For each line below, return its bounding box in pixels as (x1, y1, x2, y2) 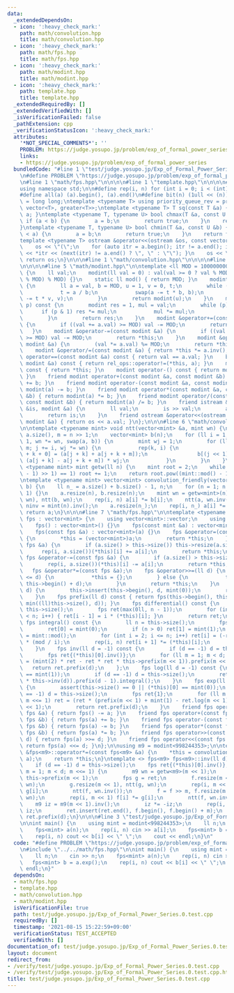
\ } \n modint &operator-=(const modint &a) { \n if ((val (19, 328, 226, 334)
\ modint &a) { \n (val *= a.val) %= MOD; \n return (19, 341, 214, 348)
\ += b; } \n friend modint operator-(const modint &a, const (19, 379, 210, 387)
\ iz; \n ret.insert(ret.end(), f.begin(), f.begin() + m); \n (19, 807, 223, 814)
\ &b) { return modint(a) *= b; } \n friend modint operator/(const (19, 392, 229, 399)
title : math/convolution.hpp (19, 36, 104, 43)
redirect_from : (7, 956, 52, 963)
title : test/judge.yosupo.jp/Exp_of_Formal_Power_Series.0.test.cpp (7, 976, 210, 983)
